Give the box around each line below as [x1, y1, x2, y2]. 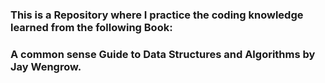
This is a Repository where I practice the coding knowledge [10, 8, 304, 22]
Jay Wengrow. [10, 59, 82, 73]
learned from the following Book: [10, 20, 173, 34]
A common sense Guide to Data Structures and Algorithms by [10, 47, 316, 61]
